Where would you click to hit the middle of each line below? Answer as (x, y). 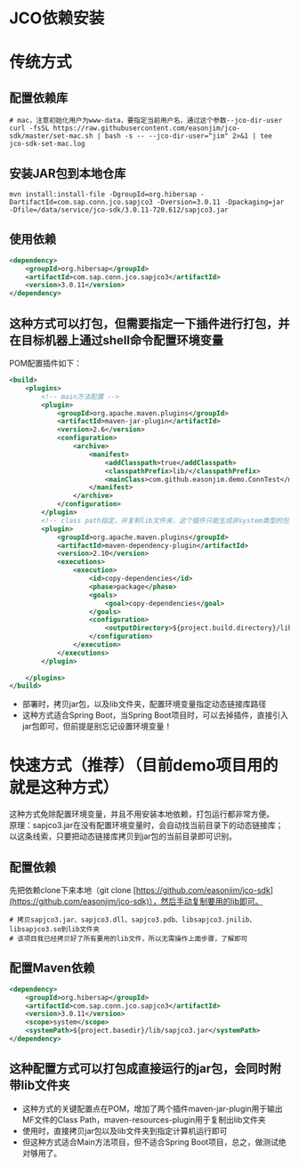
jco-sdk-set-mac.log (48, 144)
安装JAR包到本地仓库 (68, 173)
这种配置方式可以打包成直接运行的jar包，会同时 (139, 1069)
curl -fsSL (29, 129)
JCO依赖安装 (57, 18)
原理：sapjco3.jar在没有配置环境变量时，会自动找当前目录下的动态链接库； (146, 825)
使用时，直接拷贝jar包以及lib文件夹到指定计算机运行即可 (125, 1131)
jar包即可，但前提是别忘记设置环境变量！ (97, 727)
